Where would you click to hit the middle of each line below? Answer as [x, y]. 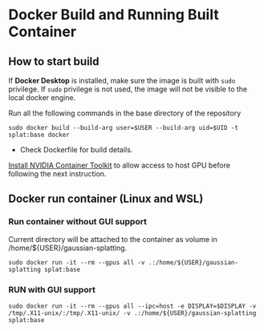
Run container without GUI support [77, 222]
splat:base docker [39, 135]
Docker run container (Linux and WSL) [106, 199]
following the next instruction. [57, 174]
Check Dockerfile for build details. [76, 149]
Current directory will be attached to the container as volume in [113, 239]
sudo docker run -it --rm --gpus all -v [77, 262]
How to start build [54, 61]
